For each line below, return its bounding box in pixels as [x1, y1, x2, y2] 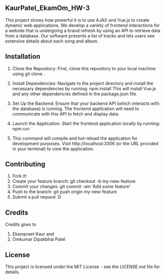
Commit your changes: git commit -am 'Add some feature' [12, 184, 131, 190]
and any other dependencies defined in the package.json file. [12, 91, 137, 97]
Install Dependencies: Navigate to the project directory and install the [12, 80, 154, 86]
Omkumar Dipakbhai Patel [12, 237, 66, 242]
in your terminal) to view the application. [12, 146, 94, 152]
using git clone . [12, 71, 45, 77]
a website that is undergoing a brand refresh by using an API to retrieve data [5, 27, 161, 34]
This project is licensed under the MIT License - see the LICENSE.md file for [5, 264, 160, 270]
